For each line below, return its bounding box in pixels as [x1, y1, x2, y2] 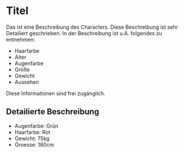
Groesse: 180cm [14, 141, 54, 148]
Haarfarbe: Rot [14, 128, 51, 135]
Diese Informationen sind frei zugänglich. [6, 90, 105, 97]
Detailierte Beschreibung [6, 107, 100, 117]
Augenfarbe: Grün [14, 122, 59, 130]
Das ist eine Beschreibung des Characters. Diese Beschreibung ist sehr [6, 23, 179, 30]
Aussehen [14, 78, 39, 86]
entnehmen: [6, 36, 35, 43]
